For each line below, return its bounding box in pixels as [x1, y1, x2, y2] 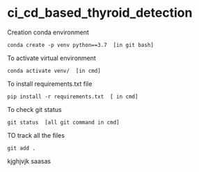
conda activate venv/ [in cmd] [7, 67, 101, 74]
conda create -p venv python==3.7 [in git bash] [7, 41, 154, 48]
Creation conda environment [7, 28, 89, 36]
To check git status [7, 105, 62, 113]
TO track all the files [7, 131, 65, 139]
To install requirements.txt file [7, 79, 93, 88]
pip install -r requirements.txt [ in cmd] [7, 93, 138, 100]
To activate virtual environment [7, 54, 96, 62]
